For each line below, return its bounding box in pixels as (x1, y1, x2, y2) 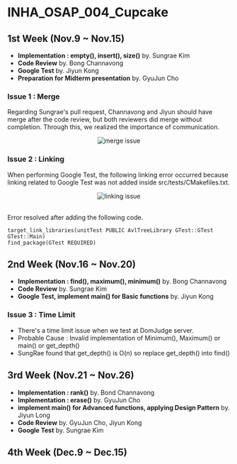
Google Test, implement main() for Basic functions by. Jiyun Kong (17, 292, 214, 301)
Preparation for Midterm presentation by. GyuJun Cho (17, 74, 179, 82)
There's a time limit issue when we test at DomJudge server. (17, 326, 195, 334)
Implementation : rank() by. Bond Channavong (17, 388, 155, 397)
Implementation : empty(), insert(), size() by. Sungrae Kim (17, 51, 190, 60)
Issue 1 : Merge (7, 92, 60, 101)
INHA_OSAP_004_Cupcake (7, 4, 168, 21)
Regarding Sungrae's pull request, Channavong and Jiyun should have (7, 108, 213, 116)
